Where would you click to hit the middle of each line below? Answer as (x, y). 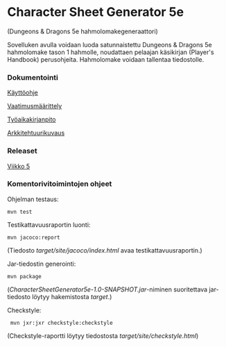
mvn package (24, 276)
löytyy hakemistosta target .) (72, 296)
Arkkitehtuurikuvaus (36, 133)
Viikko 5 (19, 166)
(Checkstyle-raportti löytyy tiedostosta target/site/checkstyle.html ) (103, 336)
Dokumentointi (33, 77)
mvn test (20, 212)
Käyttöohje (23, 93)
